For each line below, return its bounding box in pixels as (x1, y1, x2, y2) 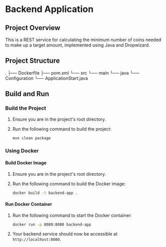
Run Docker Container (5, 201, 52, 207)
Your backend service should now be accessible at (12, 231, 117, 237)
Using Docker (5, 147, 39, 154)
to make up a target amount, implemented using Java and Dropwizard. (5, 42, 150, 48)
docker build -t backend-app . (12, 190, 78, 195)
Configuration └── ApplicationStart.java (5, 75, 88, 81)
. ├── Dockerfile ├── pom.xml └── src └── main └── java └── (5, 70, 140, 76)
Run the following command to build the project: (12, 126, 111, 132)
